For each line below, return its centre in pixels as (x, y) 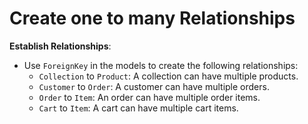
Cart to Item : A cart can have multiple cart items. (138, 108)
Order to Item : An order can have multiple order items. (149, 97)
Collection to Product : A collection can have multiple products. (168, 76)
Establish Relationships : (60, 46)
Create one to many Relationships (152, 18)
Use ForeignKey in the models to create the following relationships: (161, 65)
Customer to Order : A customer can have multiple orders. (154, 86)
